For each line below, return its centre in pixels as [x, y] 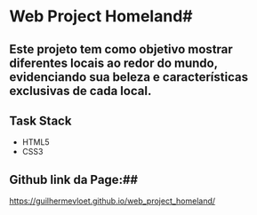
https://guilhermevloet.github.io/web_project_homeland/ [112, 201]
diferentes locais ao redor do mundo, [113, 63]
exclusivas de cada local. [80, 91]
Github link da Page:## [74, 179]
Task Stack [40, 120]
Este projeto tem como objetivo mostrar [121, 49]
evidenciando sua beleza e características [129, 77]
